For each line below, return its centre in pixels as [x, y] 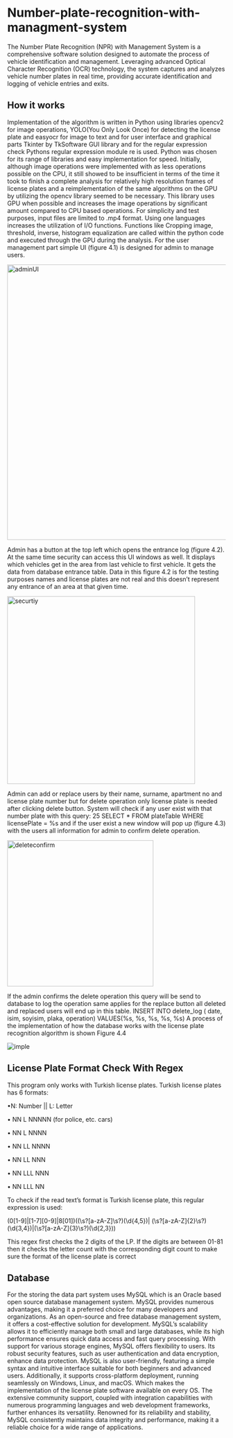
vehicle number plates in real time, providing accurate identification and [110, 76]
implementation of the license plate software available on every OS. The [110, 1390]
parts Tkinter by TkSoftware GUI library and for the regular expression [107, 144]
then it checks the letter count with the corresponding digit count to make [112, 1249]
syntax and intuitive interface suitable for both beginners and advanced [109, 1369]
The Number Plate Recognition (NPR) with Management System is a [104, 46]
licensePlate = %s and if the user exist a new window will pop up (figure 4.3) [116, 823]
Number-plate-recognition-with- [104, 13]
